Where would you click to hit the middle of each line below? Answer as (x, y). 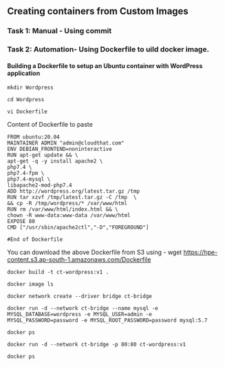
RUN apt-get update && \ (43, 155)
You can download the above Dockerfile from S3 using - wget (95, 252)
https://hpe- (201, 252)
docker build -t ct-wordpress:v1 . (58, 272)
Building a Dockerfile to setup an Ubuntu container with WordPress (105, 65)
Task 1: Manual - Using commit (60, 31)
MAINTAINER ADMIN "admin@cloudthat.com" (66, 143)
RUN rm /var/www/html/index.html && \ (63, 209)
